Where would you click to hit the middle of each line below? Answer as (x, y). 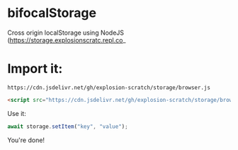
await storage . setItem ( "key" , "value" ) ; (68, 126)
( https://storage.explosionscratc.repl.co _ (67, 40)
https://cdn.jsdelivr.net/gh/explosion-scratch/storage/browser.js (109, 87)
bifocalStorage (52, 13)
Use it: (17, 113)
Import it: (35, 69)
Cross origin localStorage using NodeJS (66, 33)
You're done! (26, 140)
